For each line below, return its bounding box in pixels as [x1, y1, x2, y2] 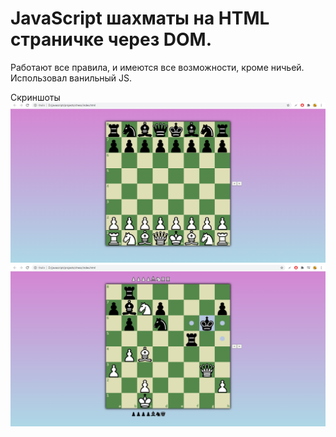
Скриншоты [10, 91, 61, 103]
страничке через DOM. [10, 28, 213, 51]
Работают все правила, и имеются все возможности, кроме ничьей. [10, 61, 305, 73]
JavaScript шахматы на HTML [10, 7, 270, 30]
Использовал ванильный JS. [10, 72, 133, 84]
